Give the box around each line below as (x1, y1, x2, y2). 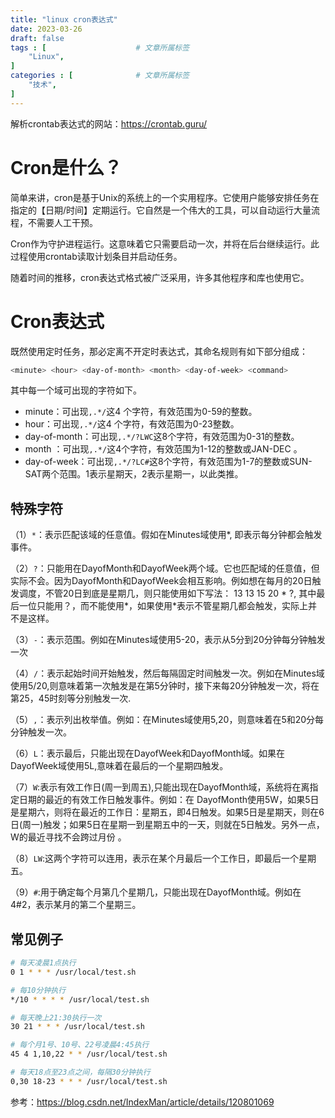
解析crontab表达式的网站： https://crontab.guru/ (10, 117, 208, 130)
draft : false (10, 33, 65, 43)
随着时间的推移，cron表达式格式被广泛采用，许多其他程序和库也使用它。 (10, 271, 310, 283)
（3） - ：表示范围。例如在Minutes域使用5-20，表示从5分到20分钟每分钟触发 (10, 634, 326, 646)
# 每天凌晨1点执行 (10, 958, 77, 968)
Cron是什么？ (10, 156, 123, 179)
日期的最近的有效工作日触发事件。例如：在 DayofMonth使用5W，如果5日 (18, 794, 320, 806)
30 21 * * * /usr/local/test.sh (10, 1022, 145, 1032)
